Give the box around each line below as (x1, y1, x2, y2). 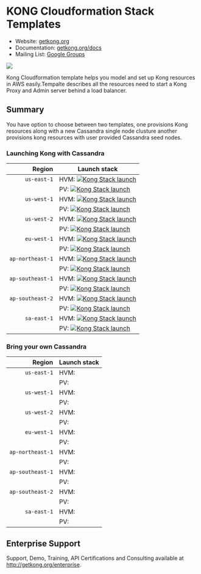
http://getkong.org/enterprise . (6, 561, 82, 568)
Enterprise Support (6, 538, 81, 548)
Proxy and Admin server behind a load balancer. (6, 87, 127, 94)
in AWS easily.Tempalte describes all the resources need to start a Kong (6, 80, 187, 87)
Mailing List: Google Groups (15, 50, 85, 57)
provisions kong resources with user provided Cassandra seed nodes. (6, 133, 182, 141)
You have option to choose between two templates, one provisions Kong (6, 120, 188, 128)
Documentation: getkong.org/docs (15, 44, 102, 51)
